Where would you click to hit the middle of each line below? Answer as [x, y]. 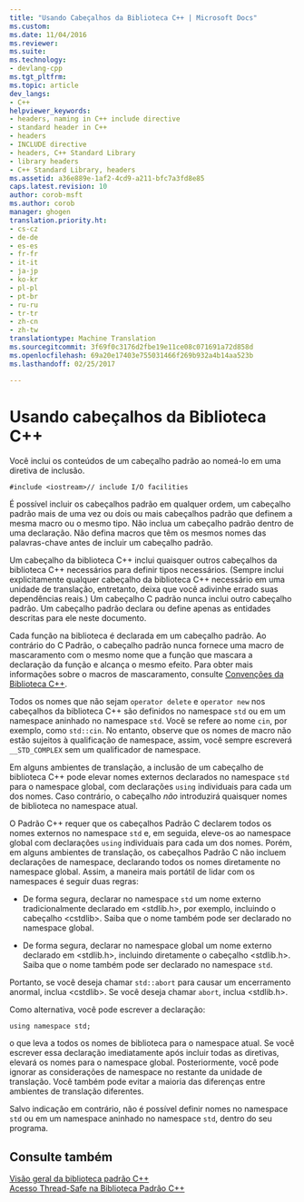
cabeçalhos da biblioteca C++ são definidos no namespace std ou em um [147, 711]
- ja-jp [24, 271]
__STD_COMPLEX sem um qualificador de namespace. [105, 750]
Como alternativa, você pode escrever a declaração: [108, 1010]
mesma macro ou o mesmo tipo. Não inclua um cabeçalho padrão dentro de [152, 524]
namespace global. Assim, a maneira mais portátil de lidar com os [132, 872]
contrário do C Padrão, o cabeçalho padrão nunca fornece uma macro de [147, 645]
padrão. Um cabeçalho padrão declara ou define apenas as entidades [140, 608]
